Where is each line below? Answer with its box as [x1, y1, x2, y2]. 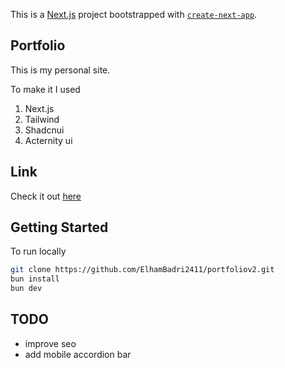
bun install [10, 274, 60, 284]
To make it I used [10, 83, 81, 95]
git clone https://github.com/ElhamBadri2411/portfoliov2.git [10, 265, 275, 275]
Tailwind [24, 113, 60, 125]
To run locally [10, 245, 67, 258]
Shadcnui [24, 124, 65, 136]
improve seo [24, 337, 77, 349]
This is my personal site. [10, 64, 111, 76]
